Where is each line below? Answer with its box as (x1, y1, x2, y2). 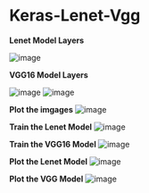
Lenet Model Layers (9, 35, 85, 46)
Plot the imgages (9, 104, 73, 114)
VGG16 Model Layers (9, 69, 89, 80)
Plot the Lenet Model (9, 155, 87, 166)
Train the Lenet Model (9, 122, 92, 132)
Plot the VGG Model (9, 173, 84, 184)
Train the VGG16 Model (9, 138, 96, 149)
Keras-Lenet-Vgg (9, 5, 141, 26)
